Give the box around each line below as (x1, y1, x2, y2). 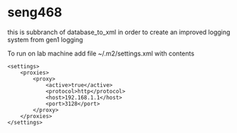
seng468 (7, 4, 63, 21)
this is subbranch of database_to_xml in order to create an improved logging (7, 28, 231, 36)
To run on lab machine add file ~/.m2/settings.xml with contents (7, 49, 194, 58)
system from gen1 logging (7, 35, 83, 43)
